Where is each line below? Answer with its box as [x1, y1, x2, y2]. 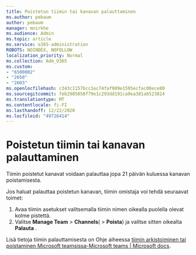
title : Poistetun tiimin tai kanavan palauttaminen [6, 8, 136, 15]
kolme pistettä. [14, 212, 51, 219]
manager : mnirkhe [6, 25, 49, 31]
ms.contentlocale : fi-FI [6, 102, 67, 108]
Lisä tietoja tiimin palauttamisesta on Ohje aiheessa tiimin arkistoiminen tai [6, 236, 187, 243]
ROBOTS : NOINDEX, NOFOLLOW [6, 47, 73, 53]
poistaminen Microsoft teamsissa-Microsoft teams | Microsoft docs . [6, 243, 171, 250]
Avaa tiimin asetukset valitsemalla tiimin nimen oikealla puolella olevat [14, 206, 184, 213]
